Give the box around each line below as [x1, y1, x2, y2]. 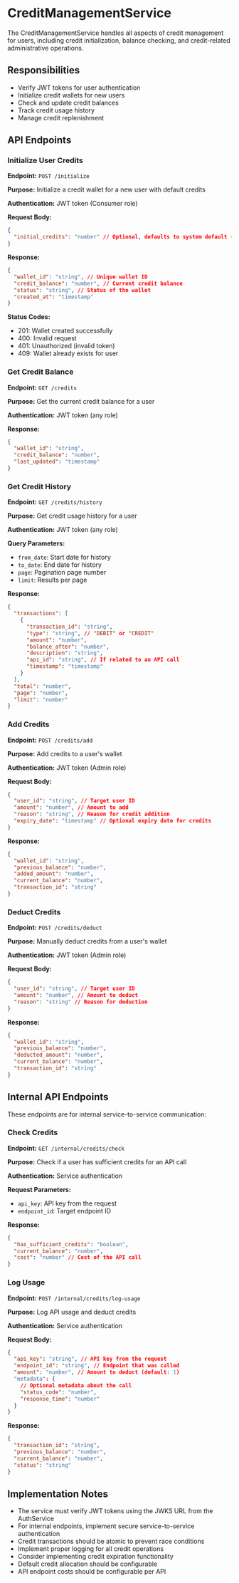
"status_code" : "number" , [20, 1389, 97, 1396]
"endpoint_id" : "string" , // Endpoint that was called [14, 1362, 180, 1369]
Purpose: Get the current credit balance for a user [7, 397, 155, 405]
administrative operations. [7, 43, 84, 52]
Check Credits [7, 1127, 58, 1137]
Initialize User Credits [7, 155, 83, 165]
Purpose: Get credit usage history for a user [7, 511, 137, 521]
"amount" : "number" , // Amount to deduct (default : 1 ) [14, 1369, 180, 1376]
